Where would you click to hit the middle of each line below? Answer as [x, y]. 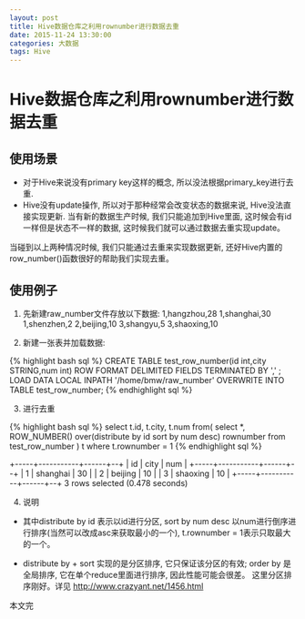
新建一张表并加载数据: [64, 342]
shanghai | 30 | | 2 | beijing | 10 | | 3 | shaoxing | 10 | [133, 473]
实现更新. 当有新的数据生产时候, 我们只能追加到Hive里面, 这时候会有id [161, 217]
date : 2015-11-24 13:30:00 [61, 35]
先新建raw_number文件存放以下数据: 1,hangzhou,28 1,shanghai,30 [147, 313]
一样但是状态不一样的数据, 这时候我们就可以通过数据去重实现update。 [153, 228]
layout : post [34, 18]
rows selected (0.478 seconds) [130, 482]
